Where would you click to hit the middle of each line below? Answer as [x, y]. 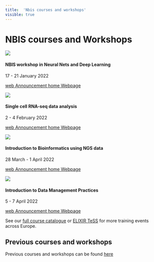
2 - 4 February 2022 [26, 117]
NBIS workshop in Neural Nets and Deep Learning [58, 65]
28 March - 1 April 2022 [30, 159]
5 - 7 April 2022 [22, 201]
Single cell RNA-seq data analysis [41, 107]
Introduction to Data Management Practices [52, 190]
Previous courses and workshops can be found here [59, 254]
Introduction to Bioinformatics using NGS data [54, 148]
